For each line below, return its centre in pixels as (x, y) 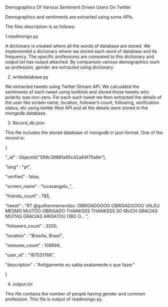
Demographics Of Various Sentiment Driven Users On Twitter (68, 7)
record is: (15, 138)
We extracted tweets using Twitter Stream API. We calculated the (72, 86)
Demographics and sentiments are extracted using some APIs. (69, 17)
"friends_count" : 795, (28, 196)
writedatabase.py (30, 77)
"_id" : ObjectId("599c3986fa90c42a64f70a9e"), (56, 157)
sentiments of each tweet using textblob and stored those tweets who (77, 92)
